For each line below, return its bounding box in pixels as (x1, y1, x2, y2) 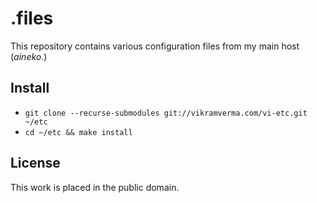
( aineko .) (10, 50, 48, 62)
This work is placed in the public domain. (10, 181, 180, 193)
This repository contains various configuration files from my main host (10, 40, 300, 52)
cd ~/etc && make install (24, 127, 133, 137)
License (10, 155, 61, 172)
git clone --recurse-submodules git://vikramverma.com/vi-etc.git (24, 108, 308, 118)
